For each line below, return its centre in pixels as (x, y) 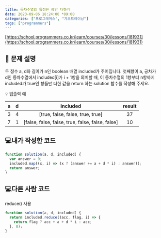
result (130, 106)
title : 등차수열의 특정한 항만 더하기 (38, 9)
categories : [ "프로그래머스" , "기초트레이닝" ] (47, 18)
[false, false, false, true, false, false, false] (71, 122)
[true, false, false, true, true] (71, 114)
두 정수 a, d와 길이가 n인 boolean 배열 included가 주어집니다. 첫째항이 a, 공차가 (80, 72)
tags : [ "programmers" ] (28, 23)
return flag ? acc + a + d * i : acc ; (53, 222)
